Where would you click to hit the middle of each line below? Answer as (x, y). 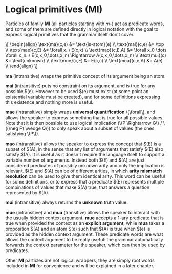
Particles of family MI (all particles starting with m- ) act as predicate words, (85, 24)
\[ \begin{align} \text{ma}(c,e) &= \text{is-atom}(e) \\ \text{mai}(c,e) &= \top (85, 44)
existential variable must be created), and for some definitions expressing (83, 97)
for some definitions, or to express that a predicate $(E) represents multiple (85, 181)
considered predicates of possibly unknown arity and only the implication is (85, 165)
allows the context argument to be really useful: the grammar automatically (84, 239)
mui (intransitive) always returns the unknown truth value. (67, 202)
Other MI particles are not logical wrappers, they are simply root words (80, 260)
